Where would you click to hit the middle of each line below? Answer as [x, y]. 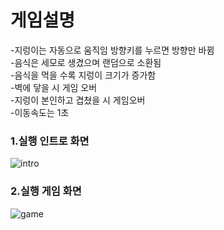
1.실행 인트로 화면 [50, 141]
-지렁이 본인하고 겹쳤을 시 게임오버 [78, 100]
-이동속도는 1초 [40, 112]
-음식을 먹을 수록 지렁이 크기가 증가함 [83, 75]
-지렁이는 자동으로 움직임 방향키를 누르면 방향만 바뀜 [112, 50]
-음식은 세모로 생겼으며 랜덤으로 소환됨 [86, 62]
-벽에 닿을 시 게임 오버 [54, 87]
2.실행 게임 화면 [46, 191]
